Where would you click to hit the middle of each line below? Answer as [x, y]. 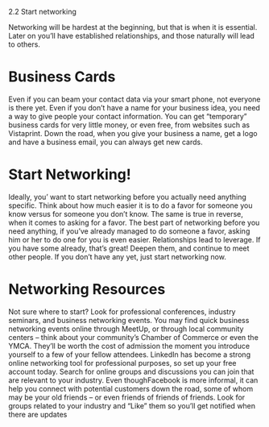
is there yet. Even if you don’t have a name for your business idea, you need [134, 107]
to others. [24, 44]
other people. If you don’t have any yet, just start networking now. [118, 256]
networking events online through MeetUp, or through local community [126, 329]
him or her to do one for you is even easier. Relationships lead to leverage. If [134, 239]
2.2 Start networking [42, 12]
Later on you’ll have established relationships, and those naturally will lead [132, 36]
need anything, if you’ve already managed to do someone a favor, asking [129, 231]
